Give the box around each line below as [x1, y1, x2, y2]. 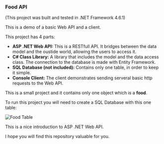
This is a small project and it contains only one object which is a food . [5, 90, 148, 96]
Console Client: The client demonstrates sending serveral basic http [12, 75, 153, 81]
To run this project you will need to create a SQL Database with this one [5, 99, 151, 105]
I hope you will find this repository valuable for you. [5, 134, 110, 140]
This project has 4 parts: [5, 34, 55, 40]
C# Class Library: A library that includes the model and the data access [12, 54, 159, 60]
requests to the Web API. [12, 80, 63, 86]
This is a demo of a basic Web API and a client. [5, 24, 101, 30]
